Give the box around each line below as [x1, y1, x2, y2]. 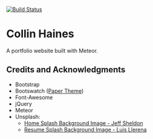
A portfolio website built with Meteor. [6, 47, 99, 54]
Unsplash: [15, 113, 41, 120]
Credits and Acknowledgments [6, 64, 126, 75]
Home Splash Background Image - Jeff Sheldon [24, 119, 143, 127]
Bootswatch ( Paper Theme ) [15, 87, 84, 94]
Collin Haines [6, 27, 74, 41]
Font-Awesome [15, 93, 53, 101]
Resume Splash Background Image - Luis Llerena [24, 126, 147, 133]
